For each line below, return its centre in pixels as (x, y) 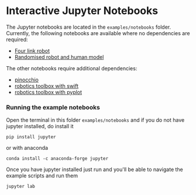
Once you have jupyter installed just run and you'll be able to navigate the (94, 170)
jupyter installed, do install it (40, 126)
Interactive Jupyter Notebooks (82, 11)
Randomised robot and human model (59, 57)
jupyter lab (20, 187)
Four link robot (32, 50)
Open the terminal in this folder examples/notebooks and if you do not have (95, 120)
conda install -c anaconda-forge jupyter (57, 159)
